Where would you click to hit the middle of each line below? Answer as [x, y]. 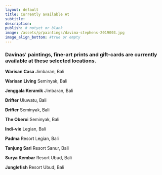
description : [19, 23]
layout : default [22, 10]
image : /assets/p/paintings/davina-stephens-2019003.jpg [65, 33]
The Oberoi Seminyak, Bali [32, 120]
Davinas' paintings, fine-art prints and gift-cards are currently [81, 54]
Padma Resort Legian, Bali [32, 138]
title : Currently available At [37, 14]
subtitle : [15, 19]
